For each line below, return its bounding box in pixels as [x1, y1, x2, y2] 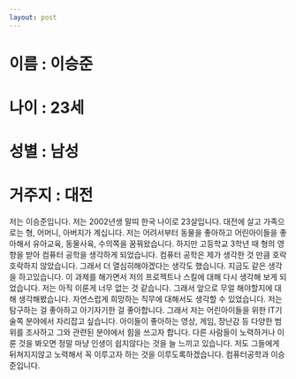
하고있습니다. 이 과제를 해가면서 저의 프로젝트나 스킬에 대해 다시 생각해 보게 [18, 272, 278, 282]
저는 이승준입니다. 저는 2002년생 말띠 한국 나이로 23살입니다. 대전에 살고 [9, 216, 262, 227]
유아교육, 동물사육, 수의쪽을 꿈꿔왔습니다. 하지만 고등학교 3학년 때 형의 [32, 238, 276, 249]
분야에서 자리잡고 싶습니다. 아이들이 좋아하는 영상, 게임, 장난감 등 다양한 [25, 316, 273, 327]
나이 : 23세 [9, 98, 85, 118]
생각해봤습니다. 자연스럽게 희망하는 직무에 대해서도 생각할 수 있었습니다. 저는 [18, 294, 283, 305]
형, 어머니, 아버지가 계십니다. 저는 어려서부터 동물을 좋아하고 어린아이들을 [25, 228, 278, 238]
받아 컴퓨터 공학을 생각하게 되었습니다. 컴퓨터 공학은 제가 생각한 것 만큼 [25, 250, 271, 260]
